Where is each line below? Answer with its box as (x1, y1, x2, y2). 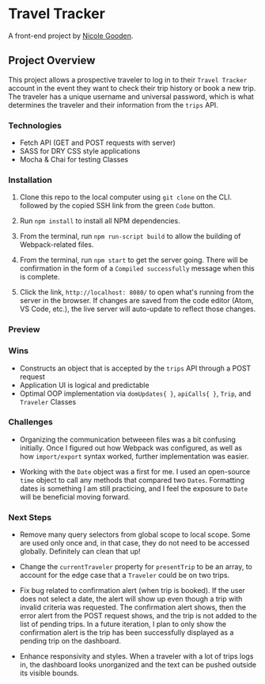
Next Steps (8, 511, 52, 522)
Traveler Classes (19, 397, 77, 406)
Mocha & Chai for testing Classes (19, 155, 129, 165)
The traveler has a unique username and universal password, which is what (8, 92, 255, 101)
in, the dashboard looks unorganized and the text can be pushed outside (19, 660, 257, 670)
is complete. (19, 272, 60, 282)
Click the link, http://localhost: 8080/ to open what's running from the (19, 287, 255, 297)
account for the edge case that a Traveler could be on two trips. (19, 571, 230, 580)
